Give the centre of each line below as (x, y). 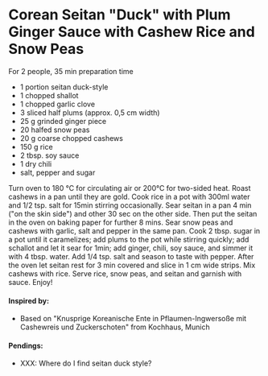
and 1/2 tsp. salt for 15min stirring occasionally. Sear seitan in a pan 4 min (130, 205)
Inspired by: (29, 300)
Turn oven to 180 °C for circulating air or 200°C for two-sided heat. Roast (130, 188)
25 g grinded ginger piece (63, 121)
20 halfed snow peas (55, 130)
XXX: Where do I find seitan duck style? (86, 363)
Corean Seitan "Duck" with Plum (120, 15)
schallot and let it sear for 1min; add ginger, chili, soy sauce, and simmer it (131, 248)
